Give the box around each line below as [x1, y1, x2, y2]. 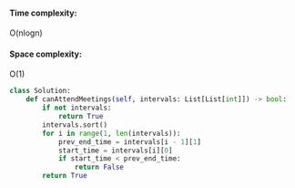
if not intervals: [42, 103, 112, 113]
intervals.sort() [42, 120, 107, 130]
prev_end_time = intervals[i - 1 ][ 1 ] [57, 137, 202, 146]
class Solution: [9, 87, 71, 96]
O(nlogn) [9, 27, 43, 38]
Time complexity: [9, 7, 77, 18]
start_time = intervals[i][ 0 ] [57, 146, 173, 155]
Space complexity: [9, 48, 82, 59]
